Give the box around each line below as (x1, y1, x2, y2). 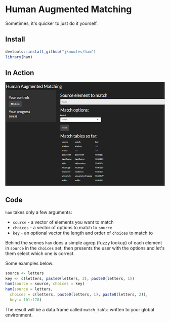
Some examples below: (5, 260, 54, 266)
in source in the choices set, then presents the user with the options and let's (5, 245, 165, 251)
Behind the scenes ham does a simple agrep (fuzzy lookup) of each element (5, 239, 162, 245)
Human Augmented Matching (5, 4, 132, 15)
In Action (5, 68, 34, 77)
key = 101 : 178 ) (10, 298, 42, 303)
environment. (5, 312, 33, 318)
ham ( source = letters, (5, 287, 53, 292)
